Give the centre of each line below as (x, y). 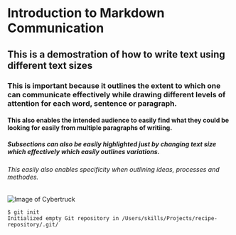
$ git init (23, 212)
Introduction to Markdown (86, 13)
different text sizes (50, 65)
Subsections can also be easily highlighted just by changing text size (112, 144)
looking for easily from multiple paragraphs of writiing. (90, 128)
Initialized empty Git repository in (63, 218)
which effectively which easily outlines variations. (84, 151)
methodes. (23, 177)
